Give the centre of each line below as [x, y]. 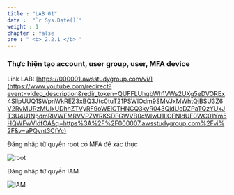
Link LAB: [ [23, 79]
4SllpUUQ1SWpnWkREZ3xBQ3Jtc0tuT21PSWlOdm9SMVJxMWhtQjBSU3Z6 [115, 101]
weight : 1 [23, 26]
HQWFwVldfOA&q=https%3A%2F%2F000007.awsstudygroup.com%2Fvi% [116, 123]
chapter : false [31, 33]
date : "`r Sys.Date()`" [45, 20]
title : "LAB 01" [32, 14]
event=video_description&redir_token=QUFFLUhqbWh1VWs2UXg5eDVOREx [116, 94]
